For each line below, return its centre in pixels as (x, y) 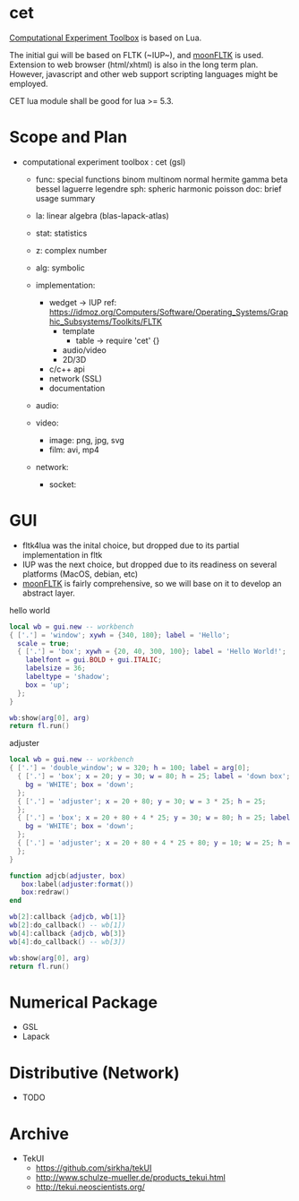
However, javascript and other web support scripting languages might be (144, 73)
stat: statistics (61, 233)
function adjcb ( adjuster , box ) (68, 876)
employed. (29, 83)
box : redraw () (45, 892)
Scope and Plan (68, 137)
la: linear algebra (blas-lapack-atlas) (103, 215)
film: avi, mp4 (74, 450)
